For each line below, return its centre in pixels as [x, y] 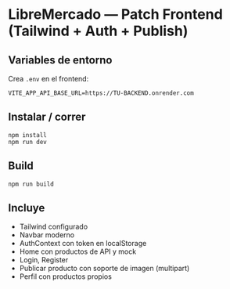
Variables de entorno [60, 60]
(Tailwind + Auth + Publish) [98, 31]
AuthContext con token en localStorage [83, 244]
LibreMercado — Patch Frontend [115, 14]
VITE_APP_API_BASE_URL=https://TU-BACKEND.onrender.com [101, 93]
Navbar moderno [47, 235]
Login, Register [44, 260]
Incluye [27, 208]
